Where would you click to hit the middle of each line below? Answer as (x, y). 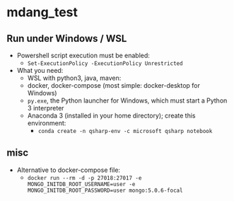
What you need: (40, 70)
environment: (47, 123)
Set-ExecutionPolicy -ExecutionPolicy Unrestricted (105, 64)
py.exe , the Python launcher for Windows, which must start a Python (127, 100)
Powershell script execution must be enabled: (83, 55)
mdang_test (42, 12)
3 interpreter (46, 108)
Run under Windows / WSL (67, 39)
